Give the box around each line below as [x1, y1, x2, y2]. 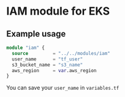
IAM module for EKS [6, 4, 110, 18]
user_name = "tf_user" [12, 56, 84, 62]
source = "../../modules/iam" [12, 50, 111, 56]
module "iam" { [6, 45, 45, 51]
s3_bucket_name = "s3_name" [12, 62, 84, 68]
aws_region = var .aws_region [12, 67, 97, 74]
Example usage [6, 29, 66, 39]
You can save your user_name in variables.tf [6, 84, 120, 92]
